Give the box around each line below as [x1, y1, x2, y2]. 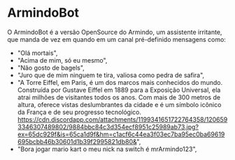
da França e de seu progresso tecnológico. [17, 108, 142, 116]
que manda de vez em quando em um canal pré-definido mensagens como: [7, 35, 226, 43]
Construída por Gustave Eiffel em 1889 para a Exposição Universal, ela [17, 86, 221, 94]
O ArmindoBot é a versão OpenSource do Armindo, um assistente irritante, [7, 28, 222, 36]
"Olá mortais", [17, 49, 58, 57]
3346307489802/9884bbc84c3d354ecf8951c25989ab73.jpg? [17, 122, 199, 131]
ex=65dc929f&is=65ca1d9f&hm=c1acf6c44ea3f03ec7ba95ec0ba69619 [17, 130, 225, 138]
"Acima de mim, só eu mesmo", [17, 56, 108, 64]
